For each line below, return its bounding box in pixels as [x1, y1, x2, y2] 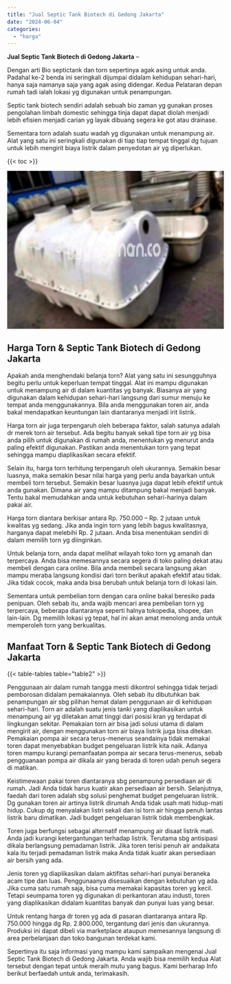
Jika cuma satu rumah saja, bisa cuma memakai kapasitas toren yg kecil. [7, 884, 213, 892]
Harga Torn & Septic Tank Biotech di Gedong [7, 342, 201, 354]
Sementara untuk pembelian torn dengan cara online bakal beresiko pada [7, 592, 215, 600]
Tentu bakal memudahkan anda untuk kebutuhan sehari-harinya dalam [7, 493, 208, 501]
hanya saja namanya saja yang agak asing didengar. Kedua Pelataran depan [7, 81, 222, 89]
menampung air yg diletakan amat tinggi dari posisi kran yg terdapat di [7, 713, 207, 721]
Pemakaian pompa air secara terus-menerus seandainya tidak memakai [7, 734, 210, 743]
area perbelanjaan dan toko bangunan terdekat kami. [7, 934, 157, 943]
